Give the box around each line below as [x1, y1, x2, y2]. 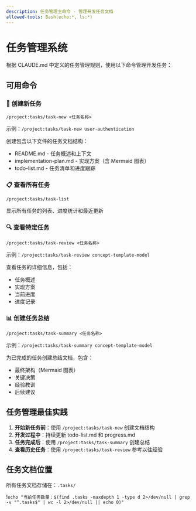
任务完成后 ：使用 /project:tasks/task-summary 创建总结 [14, 438, 150, 445]
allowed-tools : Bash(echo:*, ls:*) [6, 14, 93, 20]
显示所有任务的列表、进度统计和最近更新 [6, 207, 104, 214]
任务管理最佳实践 [6, 407, 68, 417]
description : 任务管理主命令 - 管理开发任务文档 [6, 8, 114, 15]
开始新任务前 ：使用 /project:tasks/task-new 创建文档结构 [14, 424, 155, 431]
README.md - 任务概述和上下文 [14, 150, 92, 157]
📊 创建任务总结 [6, 314, 50, 322]
